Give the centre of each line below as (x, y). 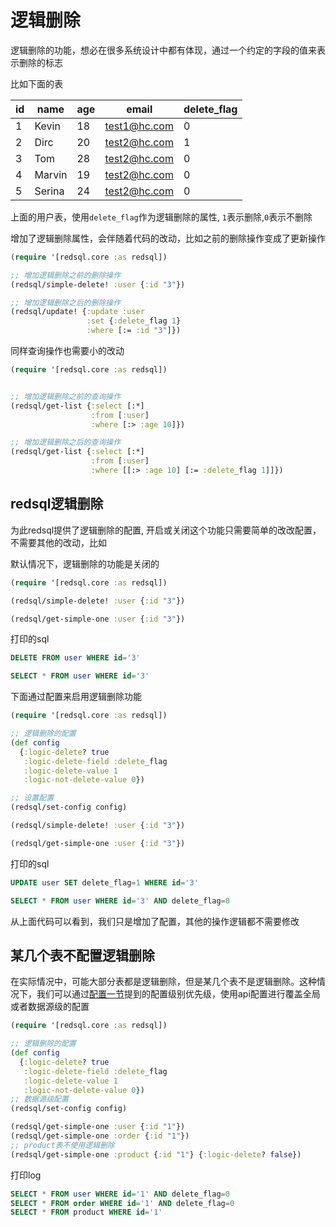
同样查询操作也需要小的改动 (67, 351)
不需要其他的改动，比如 (58, 542)
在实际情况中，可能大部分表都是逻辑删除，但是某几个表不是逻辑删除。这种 (163, 982)
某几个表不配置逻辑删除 (82, 955)
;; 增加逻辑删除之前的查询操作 (66, 396)
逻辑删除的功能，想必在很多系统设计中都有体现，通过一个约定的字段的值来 (163, 50)
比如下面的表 (36, 83)
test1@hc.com (139, 126)
